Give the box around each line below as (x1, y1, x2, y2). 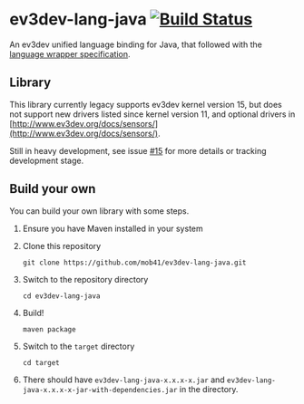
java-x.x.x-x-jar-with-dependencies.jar (22, 385, 178, 394)
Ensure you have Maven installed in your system (22, 223, 203, 234)
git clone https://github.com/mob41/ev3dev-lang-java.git (22, 258, 247, 267)
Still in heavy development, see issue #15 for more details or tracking (9, 145, 267, 156)
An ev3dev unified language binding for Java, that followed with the (9, 39, 263, 50)
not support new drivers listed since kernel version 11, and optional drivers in (9, 109, 296, 120)
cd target (22, 358, 61, 367)
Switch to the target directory (22, 341, 135, 351)
